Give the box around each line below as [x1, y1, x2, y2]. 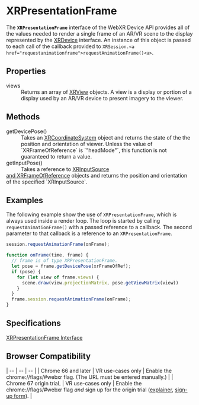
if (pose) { [11, 268, 41, 274]
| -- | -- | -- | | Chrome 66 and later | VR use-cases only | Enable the [6, 367, 172, 374]
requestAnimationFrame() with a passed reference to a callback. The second [6, 224, 192, 231]
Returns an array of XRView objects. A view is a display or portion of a [21, 88, 192, 96]
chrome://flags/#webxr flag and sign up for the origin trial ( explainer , [6, 386, 174, 393]
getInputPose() [6, 159, 43, 166]
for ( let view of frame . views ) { [17, 274, 99, 280]
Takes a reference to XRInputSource [21, 165, 110, 173]
